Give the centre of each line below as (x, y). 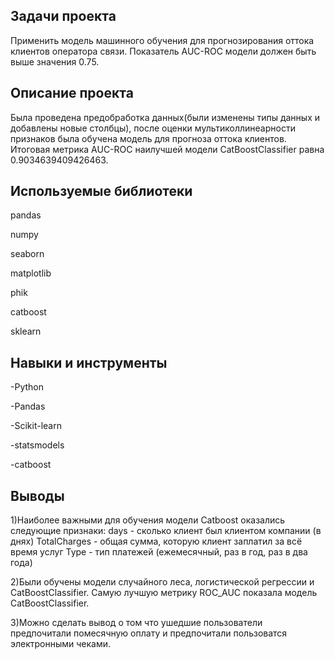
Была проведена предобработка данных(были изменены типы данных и (165, 117)
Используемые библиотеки (101, 191)
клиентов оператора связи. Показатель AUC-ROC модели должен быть (163, 51)
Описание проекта (72, 93)
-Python (27, 387)
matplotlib (31, 273)
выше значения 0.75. (55, 61)
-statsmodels (37, 445)
